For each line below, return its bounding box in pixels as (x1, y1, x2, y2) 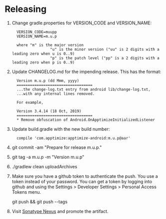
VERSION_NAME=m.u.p (16, 34, 57, 39)
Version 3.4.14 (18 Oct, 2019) (16, 108, 82, 114)
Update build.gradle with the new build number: (11, 126, 110, 132)
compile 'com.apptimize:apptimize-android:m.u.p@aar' (16, 136, 131, 141)
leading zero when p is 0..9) (11, 60, 75, 65)
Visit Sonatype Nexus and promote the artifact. (11, 208, 109, 214)
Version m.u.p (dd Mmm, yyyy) (16, 78, 79, 83)
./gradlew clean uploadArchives (11, 163, 78, 169)
